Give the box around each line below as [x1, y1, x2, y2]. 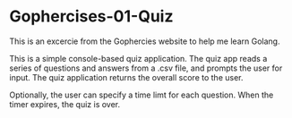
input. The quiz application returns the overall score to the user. [9, 72, 244, 82]
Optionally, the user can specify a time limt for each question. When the [9, 89, 274, 100]
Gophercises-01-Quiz [9, 6, 174, 27]
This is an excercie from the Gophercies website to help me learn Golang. [9, 36, 280, 46]
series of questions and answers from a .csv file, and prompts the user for [9, 63, 283, 73]
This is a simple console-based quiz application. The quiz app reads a [9, 53, 268, 63]
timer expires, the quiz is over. [9, 98, 121, 109]
